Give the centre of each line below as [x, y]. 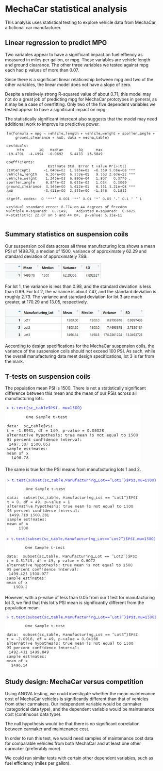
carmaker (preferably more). [33, 748]
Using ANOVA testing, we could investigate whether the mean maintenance [80, 693]
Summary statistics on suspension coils [67, 234]
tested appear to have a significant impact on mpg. [56, 109]
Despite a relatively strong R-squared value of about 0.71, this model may [78, 94]
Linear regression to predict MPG [56, 43]
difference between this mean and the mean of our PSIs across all [71, 393]
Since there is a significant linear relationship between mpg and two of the [79, 79]
